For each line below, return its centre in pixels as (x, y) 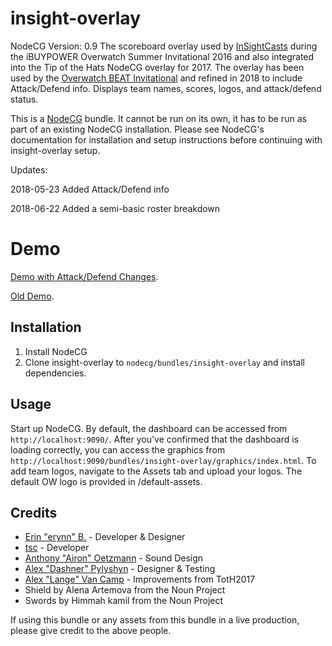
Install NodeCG (56, 351)
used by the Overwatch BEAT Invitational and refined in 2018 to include (156, 78)
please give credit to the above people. (91, 631)
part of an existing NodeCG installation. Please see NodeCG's (137, 129)
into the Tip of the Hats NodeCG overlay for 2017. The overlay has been (157, 67)
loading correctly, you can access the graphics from (118, 449)
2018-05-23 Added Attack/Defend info (90, 189)
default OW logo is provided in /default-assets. (106, 481)
